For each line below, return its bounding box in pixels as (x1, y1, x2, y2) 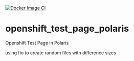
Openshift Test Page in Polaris (5, 39, 69, 46)
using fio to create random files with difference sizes (5, 49, 116, 56)
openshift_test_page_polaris (5, 23, 129, 34)
